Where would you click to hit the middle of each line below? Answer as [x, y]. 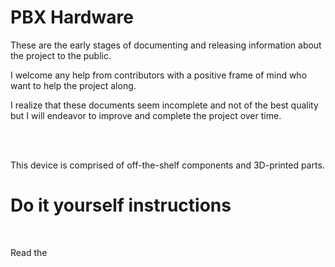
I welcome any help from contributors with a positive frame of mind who [159, 75]
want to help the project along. [73, 85]
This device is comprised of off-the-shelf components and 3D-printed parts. [167, 165]
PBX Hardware [72, 17]
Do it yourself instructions [121, 205]
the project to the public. [61, 55]
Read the [29, 252]
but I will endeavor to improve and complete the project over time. [146, 115]
